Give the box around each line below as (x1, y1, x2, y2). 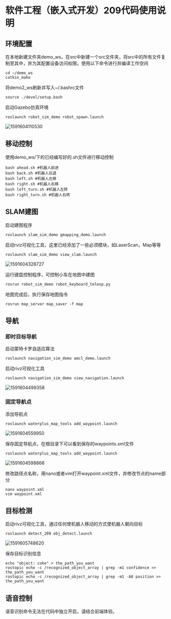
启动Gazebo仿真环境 (5, 104, 48, 110)
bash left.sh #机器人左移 (5, 176, 57, 181)
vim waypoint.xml (5, 491, 42, 496)
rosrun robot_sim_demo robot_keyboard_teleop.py (5, 281, 111, 287)
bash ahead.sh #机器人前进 (5, 165, 59, 170)
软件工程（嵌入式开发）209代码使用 (5, 5, 157, 16)
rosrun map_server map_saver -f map (5, 301, 83, 306)
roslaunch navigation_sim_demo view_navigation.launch (5, 376, 125, 381)
